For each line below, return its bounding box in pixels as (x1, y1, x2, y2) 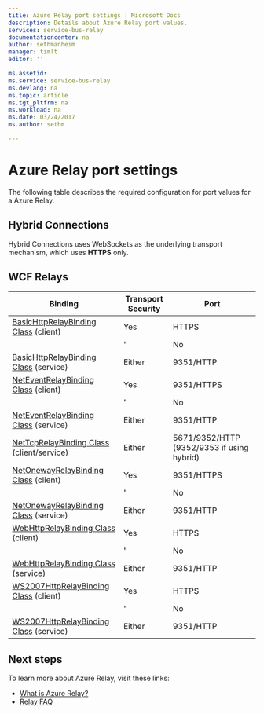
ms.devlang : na (8, 84, 58, 92)
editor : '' (8, 56, 44, 64)
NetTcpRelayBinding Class (12, 438, 110, 449)
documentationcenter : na (8, 33, 90, 42)
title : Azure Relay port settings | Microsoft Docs (8, 11, 181, 20)
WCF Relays (8, 270, 69, 284)
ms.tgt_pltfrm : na (8, 99, 68, 107)
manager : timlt (8, 48, 58, 56)
